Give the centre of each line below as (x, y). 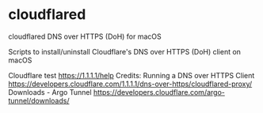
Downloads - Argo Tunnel (50, 92)
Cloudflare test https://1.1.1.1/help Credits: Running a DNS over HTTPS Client (131, 75)
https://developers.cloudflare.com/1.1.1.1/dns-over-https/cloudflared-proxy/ (130, 84)
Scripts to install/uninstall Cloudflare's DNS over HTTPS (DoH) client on (125, 51)
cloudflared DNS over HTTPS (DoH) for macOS (85, 36)
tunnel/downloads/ (39, 100)
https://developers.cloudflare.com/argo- (159, 92)
